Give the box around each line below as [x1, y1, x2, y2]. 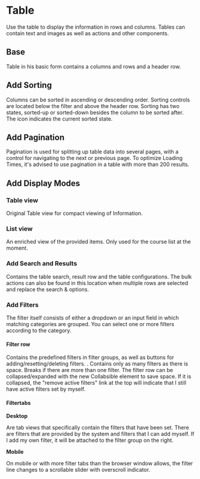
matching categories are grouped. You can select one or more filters [6, 320, 174, 327]
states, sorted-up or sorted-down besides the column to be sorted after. [6, 109, 184, 116]
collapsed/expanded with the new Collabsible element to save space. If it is [6, 373, 192, 380]
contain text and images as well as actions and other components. [6, 29, 169, 36]
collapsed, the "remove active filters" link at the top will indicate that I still [6, 379, 187, 386]
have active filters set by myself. [6, 386, 85, 393]
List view [6, 225, 33, 233]
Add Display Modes [6, 178, 81, 188]
